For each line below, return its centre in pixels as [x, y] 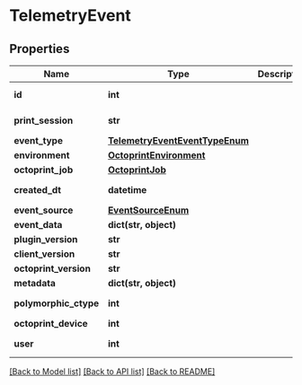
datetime [127, 190]
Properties [40, 49]
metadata [35, 283]
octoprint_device [51, 324]
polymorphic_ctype [57, 303]
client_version [44, 254]
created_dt [37, 190]
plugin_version [46, 239]
